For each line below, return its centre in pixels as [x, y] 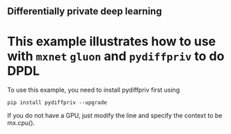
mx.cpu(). [21, 123]
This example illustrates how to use [112, 41]
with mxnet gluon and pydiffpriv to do [116, 56]
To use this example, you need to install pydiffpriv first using [94, 90]
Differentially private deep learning [85, 11]
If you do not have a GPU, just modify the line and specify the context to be [115, 116]
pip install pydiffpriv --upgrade [57, 103]
